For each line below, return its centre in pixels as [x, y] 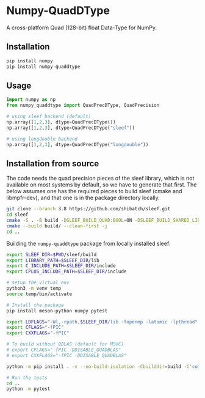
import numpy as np [31, 100]
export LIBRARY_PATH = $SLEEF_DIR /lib [53, 260]
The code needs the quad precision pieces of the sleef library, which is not [100, 179]
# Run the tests [27, 378]
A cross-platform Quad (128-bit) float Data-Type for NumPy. [82, 28]
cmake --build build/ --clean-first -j [57, 226]
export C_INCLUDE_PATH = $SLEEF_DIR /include [61, 266]
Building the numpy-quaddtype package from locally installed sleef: [88, 243]
